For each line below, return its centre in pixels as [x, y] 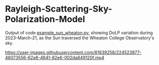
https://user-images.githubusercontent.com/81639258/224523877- [73, 52]
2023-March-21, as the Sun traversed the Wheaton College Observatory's [80, 38]
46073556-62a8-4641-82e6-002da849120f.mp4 [55, 57]
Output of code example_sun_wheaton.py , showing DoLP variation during [79, 32]
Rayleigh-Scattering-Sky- [59, 9]
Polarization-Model [45, 19]
